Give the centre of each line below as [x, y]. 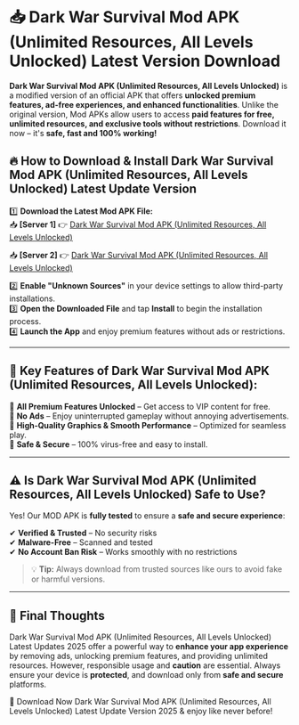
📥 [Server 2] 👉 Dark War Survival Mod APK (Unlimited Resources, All [139, 255]
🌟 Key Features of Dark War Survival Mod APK [139, 371]
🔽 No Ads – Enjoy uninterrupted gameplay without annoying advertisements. [149, 416]
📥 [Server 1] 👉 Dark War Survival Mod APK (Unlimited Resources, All [138, 224]
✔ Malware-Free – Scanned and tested [81, 542]
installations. [32, 298]
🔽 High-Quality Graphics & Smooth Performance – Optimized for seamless [148, 425]
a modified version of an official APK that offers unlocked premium [133, 95]
